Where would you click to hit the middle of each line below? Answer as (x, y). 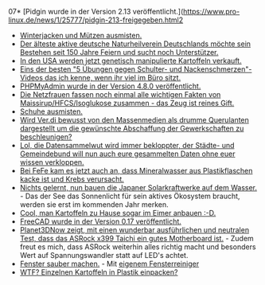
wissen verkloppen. (52, 162)
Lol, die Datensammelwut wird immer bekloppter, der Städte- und (127, 145)
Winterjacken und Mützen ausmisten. (81, 35)
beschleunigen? (46, 137)
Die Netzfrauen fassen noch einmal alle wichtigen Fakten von (120, 94)
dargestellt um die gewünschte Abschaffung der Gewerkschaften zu (132, 128)
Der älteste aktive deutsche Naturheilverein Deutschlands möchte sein (135, 44)
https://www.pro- (211, 12)
